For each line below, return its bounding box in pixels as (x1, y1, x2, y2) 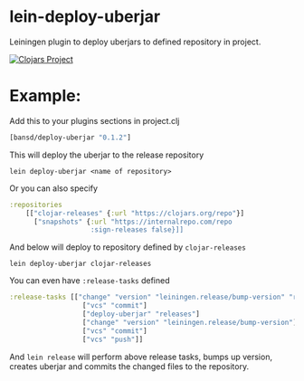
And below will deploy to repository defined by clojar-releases (9, 242, 246, 252)
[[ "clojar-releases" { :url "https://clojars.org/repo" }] (25, 208, 245, 218)
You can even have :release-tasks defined (9, 275, 170, 286)
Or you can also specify (9, 183, 98, 194)
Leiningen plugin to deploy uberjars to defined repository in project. (9, 36, 261, 47)
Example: (9, 86, 81, 106)
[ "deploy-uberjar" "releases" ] (81, 310, 201, 319)
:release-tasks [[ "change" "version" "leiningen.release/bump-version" (9, 292, 285, 302)
